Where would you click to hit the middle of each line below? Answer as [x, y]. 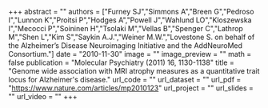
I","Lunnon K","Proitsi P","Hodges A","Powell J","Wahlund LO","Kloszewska [130, 20]
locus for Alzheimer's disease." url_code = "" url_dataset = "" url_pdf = [125, 80]
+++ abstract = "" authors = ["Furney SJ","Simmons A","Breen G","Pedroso [131, 12]
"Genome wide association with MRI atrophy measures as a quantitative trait [134, 71]
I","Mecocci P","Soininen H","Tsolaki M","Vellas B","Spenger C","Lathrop [126, 28]
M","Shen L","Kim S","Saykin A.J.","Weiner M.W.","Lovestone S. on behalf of [132, 37]
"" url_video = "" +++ [43, 96]
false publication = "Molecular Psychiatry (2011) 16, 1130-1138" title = [121, 62]
